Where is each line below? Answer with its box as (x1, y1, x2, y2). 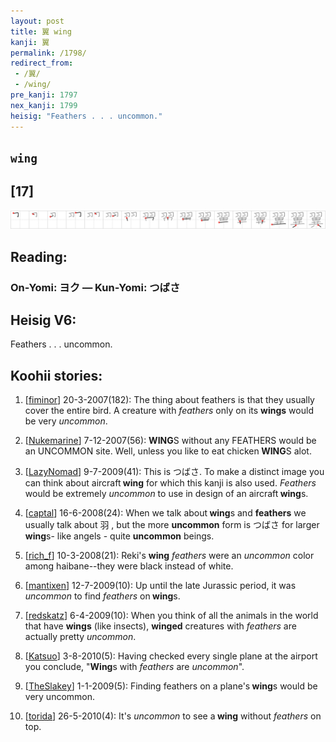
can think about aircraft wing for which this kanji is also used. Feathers (24, 477, 317, 489)
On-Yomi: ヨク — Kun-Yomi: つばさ (10, 280, 181, 294)
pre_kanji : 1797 (10, 90, 78, 100)
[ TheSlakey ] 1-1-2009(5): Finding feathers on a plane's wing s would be (24, 680, 318, 692)
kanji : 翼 (10, 37, 50, 47)
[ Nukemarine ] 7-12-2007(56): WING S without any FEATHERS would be (24, 435, 317, 447)
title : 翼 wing (10, 26, 72, 37)
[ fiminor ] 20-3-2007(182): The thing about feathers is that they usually (24, 394, 315, 406)
